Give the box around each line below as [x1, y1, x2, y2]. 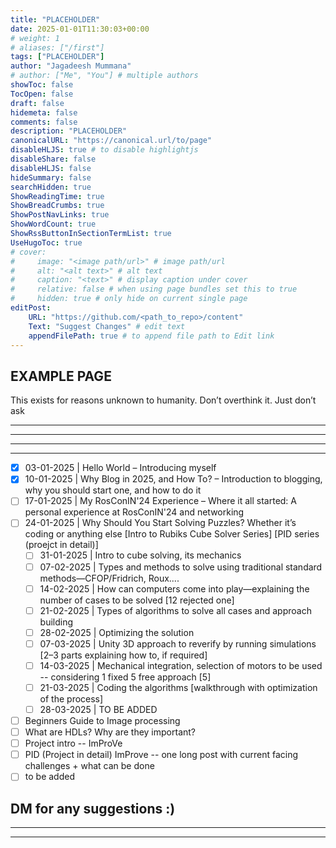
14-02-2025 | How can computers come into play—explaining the [39, 582, 310, 595]
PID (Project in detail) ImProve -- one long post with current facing [24, 749, 299, 761]
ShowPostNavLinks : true [10, 210, 110, 220]
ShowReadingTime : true [10, 191, 105, 201]
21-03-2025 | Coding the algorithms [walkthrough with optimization [39, 681, 318, 693]
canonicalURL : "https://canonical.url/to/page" [10, 136, 213, 146]
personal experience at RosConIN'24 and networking [24, 506, 245, 518]
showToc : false [10, 80, 74, 90]
